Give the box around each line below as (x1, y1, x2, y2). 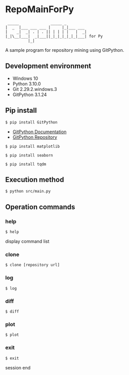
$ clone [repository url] (5, 263, 60, 268)
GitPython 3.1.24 (12, 91, 47, 98)
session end (5, 364, 31, 370)
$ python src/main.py (5, 189, 51, 194)
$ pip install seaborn (5, 152, 53, 158)
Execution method (5, 175, 64, 184)
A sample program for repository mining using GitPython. (5, 47, 124, 53)
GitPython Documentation (12, 129, 67, 135)
